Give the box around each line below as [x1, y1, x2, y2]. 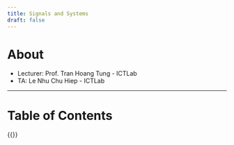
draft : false [7, 17, 45, 24]
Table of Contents [7, 108, 113, 123]
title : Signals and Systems [7, 10, 89, 17]
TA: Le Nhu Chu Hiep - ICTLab [17, 77, 105, 85]
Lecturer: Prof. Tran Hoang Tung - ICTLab [17, 69, 137, 78]
